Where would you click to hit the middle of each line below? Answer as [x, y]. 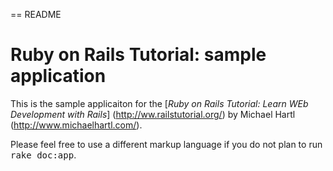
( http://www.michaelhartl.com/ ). [76, 125]
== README [36, 14]
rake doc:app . [43, 155]
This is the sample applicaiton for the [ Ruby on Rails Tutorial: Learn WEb [159, 103]
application [58, 76]
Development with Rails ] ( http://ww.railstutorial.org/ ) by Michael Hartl [153, 114]
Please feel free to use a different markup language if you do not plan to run [166, 144]
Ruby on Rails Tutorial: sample [138, 55]
